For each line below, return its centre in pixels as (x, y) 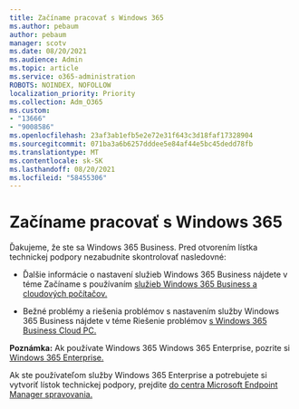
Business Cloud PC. (59, 330)
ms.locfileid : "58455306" (58, 177)
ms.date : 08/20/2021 (48, 52)
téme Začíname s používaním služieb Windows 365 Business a (140, 284)
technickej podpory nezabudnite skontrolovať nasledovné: (118, 257)
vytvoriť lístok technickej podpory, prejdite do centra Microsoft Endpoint (144, 385)
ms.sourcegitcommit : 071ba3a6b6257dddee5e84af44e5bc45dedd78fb (131, 144)
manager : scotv (38, 43)
